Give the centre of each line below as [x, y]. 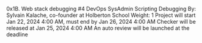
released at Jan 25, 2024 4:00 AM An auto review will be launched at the [98, 28]
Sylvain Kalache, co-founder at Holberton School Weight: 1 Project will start [101, 15]
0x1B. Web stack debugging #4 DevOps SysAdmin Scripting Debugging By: [101, 9]
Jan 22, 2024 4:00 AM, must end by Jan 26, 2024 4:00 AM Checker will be [101, 21]
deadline [17, 35]
